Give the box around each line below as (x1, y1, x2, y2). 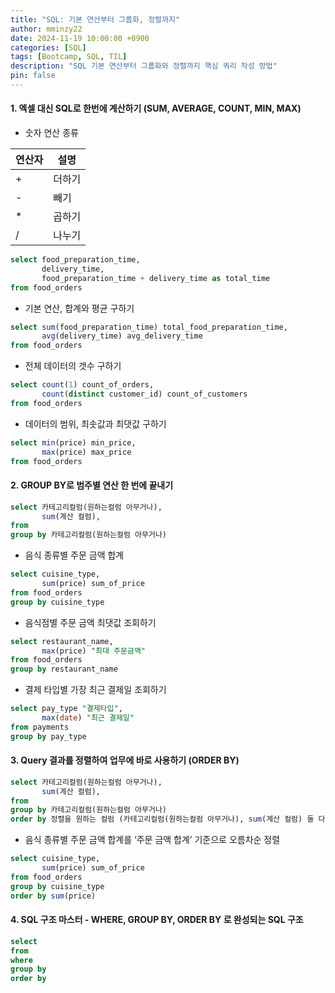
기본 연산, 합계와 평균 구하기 (24, 302, 135, 314)
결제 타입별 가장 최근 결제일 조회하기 (24, 684, 167, 696)
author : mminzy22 (10, 24, 83, 34)
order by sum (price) (10, 891, 97, 901)
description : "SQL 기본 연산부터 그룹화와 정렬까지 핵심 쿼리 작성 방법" (10, 61, 278, 71)
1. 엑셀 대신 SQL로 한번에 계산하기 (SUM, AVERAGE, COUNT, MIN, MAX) (10, 102, 302, 115)
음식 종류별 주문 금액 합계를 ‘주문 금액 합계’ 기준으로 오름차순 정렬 (24, 834, 281, 846)
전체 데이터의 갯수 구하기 (24, 360, 122, 372)
